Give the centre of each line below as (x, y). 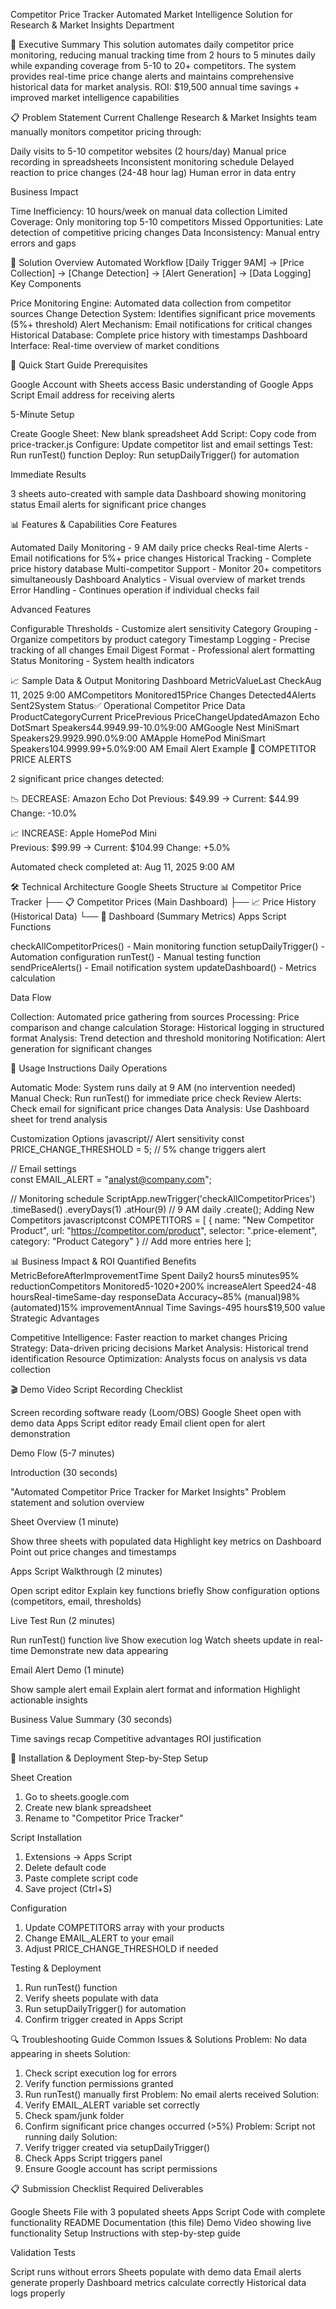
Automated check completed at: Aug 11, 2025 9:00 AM (122, 867)
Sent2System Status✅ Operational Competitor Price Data (128, 705)
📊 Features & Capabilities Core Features (94, 524)
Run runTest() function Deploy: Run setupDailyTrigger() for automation (155, 455)
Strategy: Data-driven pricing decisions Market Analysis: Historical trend (159, 1348)
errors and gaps (43, 243)
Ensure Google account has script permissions (121, 2168)
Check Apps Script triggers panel (93, 2158)
